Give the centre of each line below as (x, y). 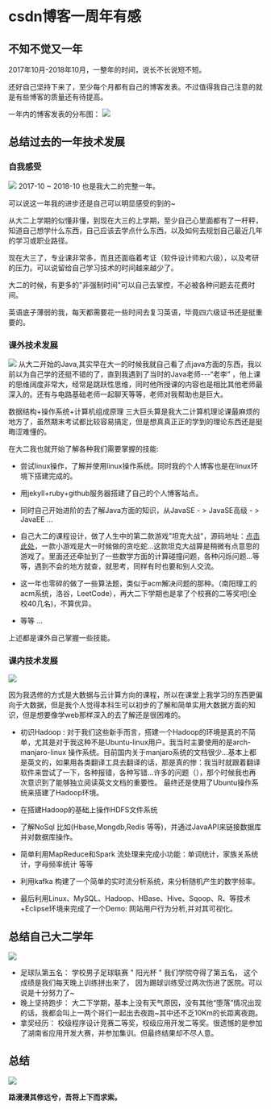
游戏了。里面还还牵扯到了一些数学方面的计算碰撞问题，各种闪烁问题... (136, 556)
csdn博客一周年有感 (75, 17)
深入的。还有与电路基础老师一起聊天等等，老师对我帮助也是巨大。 (118, 394)
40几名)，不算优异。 (61, 603)
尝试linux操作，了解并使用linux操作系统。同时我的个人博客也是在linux (135, 465)
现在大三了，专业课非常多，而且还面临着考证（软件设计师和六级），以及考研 (134, 257)
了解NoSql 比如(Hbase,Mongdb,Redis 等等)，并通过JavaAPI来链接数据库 (141, 827)
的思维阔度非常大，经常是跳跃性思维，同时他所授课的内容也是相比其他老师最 (135, 384)
